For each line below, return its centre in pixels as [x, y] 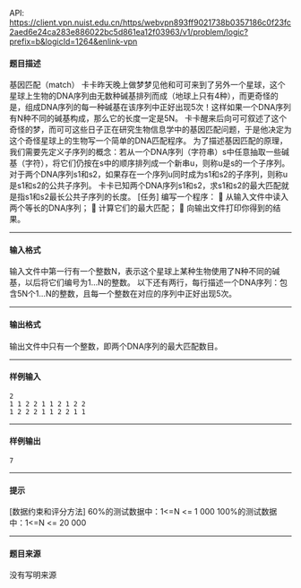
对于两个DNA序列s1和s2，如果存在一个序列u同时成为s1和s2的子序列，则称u [149, 175]
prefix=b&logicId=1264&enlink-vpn [73, 41]
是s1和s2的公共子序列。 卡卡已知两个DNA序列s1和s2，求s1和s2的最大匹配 [146, 186]
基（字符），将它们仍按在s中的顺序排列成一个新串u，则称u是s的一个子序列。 [150, 163]
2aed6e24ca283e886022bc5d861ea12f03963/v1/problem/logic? [129, 32]
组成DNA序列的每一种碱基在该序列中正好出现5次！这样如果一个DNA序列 [158, 108]
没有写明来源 [33, 575]
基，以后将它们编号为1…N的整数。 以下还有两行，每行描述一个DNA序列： [145, 282]
